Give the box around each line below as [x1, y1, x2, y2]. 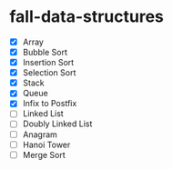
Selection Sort [22, 67, 76, 78]
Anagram [22, 129, 57, 140]
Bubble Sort [22, 47, 68, 57]
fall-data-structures [9, 6, 164, 27]
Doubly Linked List [22, 118, 93, 129]
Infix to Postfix [22, 98, 77, 109]
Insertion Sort [22, 57, 75, 68]
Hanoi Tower [22, 139, 71, 150]
